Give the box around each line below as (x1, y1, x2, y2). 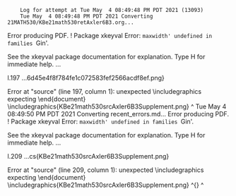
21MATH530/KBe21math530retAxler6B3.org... (7, 19, 134, 26)
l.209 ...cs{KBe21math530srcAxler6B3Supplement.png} (7, 152, 170, 160)
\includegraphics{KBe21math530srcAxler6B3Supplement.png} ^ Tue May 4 (7, 102, 227, 111)
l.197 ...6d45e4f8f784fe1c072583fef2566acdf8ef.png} (7, 74, 165, 82)
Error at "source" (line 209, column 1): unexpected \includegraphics (7, 166, 204, 174)
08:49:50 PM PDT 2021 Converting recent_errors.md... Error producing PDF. (7, 110, 230, 118)
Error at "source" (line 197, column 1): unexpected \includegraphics (7, 87, 202, 95)
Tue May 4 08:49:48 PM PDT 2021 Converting (20, 13, 153, 20)
